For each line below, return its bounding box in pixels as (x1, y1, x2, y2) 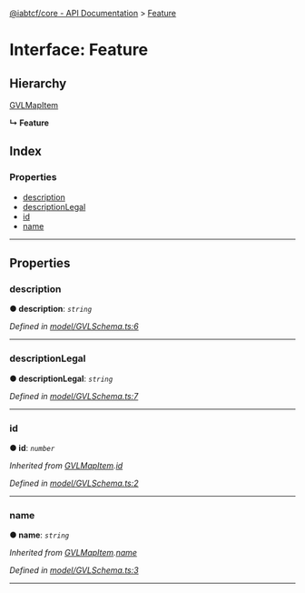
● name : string (9, 529, 70, 540)
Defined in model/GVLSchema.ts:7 (9, 390, 139, 401)
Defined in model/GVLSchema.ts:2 (9, 477, 139, 488)
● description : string (9, 304, 93, 315)
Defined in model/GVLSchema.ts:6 (9, 321, 139, 332)
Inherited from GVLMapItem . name (9, 548, 138, 558)
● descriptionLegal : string (9, 373, 113, 384)
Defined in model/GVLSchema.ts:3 (9, 565, 139, 576)
